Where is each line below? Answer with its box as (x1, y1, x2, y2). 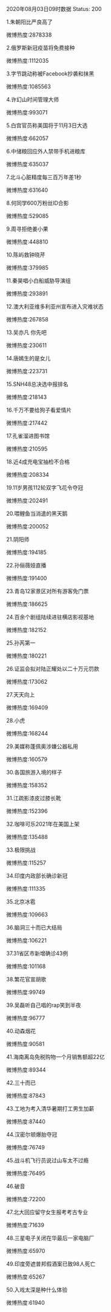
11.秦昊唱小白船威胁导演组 (6, 277, 71, 284)
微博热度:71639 (6, 1221, 44, 1229)
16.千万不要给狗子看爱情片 (6, 407, 72, 413)
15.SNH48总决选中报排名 (6, 381, 69, 388)
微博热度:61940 (6, 1299, 45, 1306)
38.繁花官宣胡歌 (6, 976, 47, 983)
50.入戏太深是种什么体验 (6, 1286, 68, 1293)
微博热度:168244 (6, 730, 49, 737)
